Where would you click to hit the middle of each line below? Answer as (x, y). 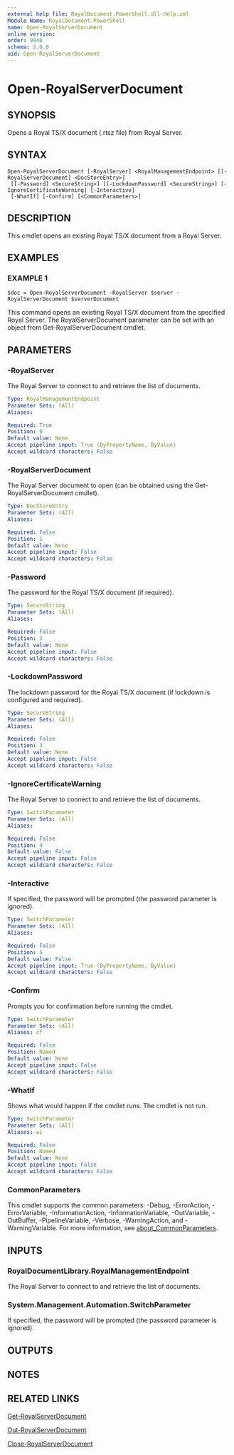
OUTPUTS (30, 1350)
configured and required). (45, 699)
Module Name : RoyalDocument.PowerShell (67, 21)
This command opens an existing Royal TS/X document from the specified (116, 313)
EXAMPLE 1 (28, 278)
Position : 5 (25, 952)
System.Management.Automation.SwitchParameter (99, 1304)
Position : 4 (25, 845)
